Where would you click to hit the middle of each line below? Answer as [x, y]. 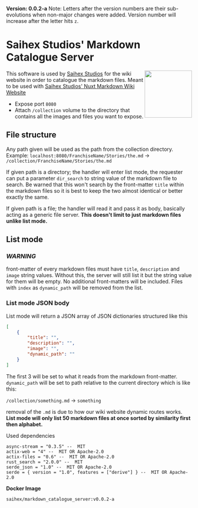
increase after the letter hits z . [42, 21]
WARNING [21, 256]
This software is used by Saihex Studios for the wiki [69, 74]
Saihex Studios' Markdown [73, 45]
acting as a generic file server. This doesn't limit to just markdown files [94, 215]
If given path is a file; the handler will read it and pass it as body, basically [95, 208]
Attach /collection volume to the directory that [72, 110]
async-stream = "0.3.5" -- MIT [46, 446]
